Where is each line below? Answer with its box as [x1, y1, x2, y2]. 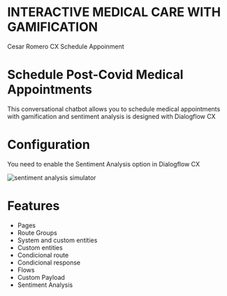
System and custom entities [17, 236, 98, 244]
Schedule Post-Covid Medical [7, 67, 184, 83]
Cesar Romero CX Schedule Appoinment [7, 42, 124, 50]
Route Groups [17, 228, 57, 237]
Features [7, 198, 60, 213]
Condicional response [17, 258, 81, 267]
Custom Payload [17, 273, 65, 281]
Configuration [7, 137, 91, 153]
